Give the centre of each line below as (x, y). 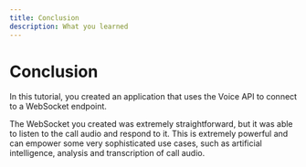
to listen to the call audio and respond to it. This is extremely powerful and (149, 134)
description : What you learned (69, 26)
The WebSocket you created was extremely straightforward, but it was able (152, 124)
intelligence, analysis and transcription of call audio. (107, 153)
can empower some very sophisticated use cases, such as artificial (136, 143)
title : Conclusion (44, 18)
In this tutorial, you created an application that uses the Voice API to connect (153, 97)
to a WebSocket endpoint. (58, 107)
